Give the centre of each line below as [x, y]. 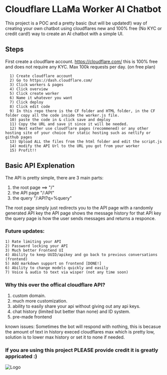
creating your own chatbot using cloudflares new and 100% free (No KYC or [83, 28]
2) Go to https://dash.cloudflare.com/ [51, 80]
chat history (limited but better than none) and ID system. [71, 311]
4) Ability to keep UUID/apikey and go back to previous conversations [81, 254]
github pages [19, 137]
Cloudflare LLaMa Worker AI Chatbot [83, 9]
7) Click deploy [26, 102]
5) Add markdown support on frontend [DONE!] [53, 263]
